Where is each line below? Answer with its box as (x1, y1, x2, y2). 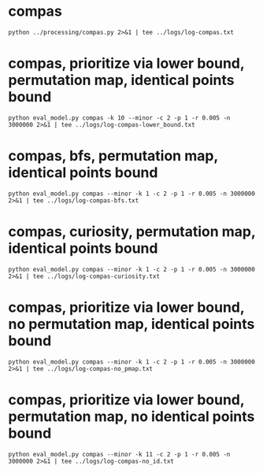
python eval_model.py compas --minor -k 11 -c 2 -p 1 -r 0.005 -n (8, 450, 231, 458)
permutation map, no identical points (8, 408, 255, 425)
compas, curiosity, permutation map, (8, 223, 256, 240)
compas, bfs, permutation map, (8, 147, 218, 165)
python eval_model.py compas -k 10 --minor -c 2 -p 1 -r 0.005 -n (8, 113, 231, 122)
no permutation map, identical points (8, 315, 255, 333)
